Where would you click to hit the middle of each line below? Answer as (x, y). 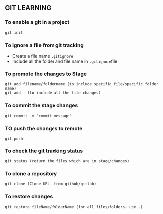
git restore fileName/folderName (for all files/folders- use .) (74, 207)
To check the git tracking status (44, 151)
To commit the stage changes (42, 105)
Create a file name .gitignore (43, 56)
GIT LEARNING (28, 8)
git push (14, 139)
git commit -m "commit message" (38, 116)
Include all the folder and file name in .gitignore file (65, 61)
